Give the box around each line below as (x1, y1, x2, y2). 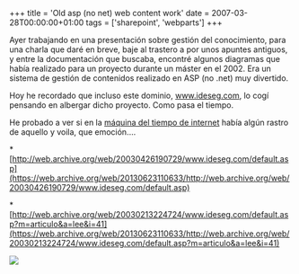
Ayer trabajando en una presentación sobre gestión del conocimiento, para (9, 35, 286, 45)
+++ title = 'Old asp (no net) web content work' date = (9, 8, 210, 18)
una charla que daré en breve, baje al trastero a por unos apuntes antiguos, (9, 44, 288, 55)
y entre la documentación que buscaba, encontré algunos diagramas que (9, 54, 281, 64)
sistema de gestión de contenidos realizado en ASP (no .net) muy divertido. (9, 73, 289, 84)
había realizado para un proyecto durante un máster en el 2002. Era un (9, 63, 271, 74)
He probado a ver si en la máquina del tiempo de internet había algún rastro (9, 117, 289, 128)
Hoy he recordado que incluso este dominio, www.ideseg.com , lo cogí (9, 90, 269, 101)
